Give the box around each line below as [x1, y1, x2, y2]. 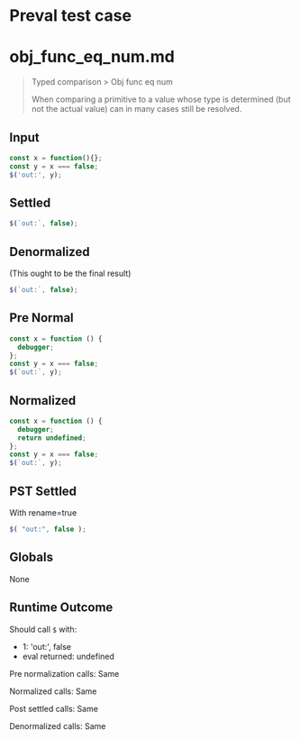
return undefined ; [17, 433, 87, 442]
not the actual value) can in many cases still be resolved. [31, 104, 242, 114]
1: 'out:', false [22, 641, 72, 652]
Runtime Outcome [9, 600, 114, 616]
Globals [9, 550, 54, 565]
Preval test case [9, 5, 132, 26]
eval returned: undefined [22, 651, 115, 661]
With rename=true [9, 507, 77, 518]
